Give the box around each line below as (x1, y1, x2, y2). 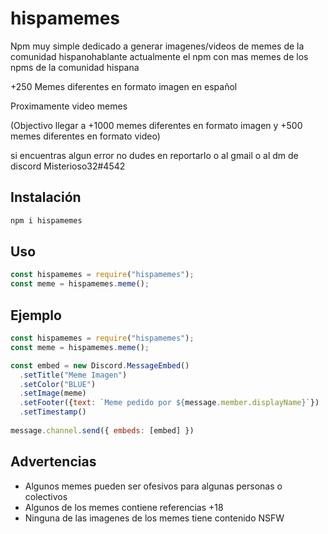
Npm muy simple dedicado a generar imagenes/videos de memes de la (10, 40, 305, 52)
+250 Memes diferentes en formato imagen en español (10, 80, 238, 92)
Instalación (10, 189, 82, 206)
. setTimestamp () (19, 407, 87, 417)
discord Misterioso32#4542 (10, 160, 126, 172)
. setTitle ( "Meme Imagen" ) (19, 370, 128, 380)
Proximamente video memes (10, 100, 128, 112)
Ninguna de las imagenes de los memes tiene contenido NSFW (24, 512, 285, 524)
